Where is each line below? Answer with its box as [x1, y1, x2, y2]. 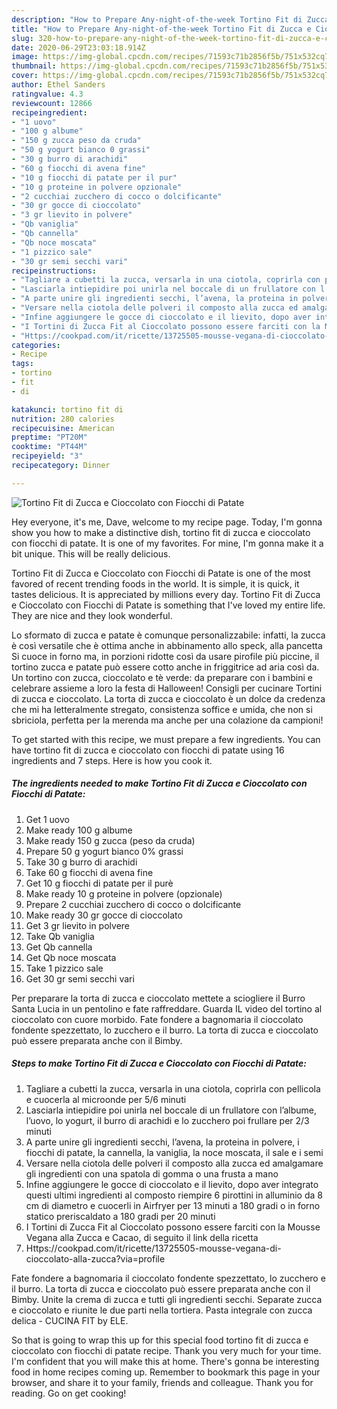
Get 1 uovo [25, 813, 70, 825]
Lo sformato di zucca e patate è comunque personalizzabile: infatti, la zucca [11, 629, 326, 641]
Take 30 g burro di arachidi [25, 856, 138, 868]
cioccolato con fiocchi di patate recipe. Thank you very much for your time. [11, 1344, 322, 1356]
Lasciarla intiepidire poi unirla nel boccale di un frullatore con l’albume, [25, 1104, 318, 1116]
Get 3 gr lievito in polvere [25, 919, 130, 931]
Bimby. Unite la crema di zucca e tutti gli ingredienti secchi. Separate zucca [11, 1293, 323, 1305]
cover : [11, 71, 39, 81]
